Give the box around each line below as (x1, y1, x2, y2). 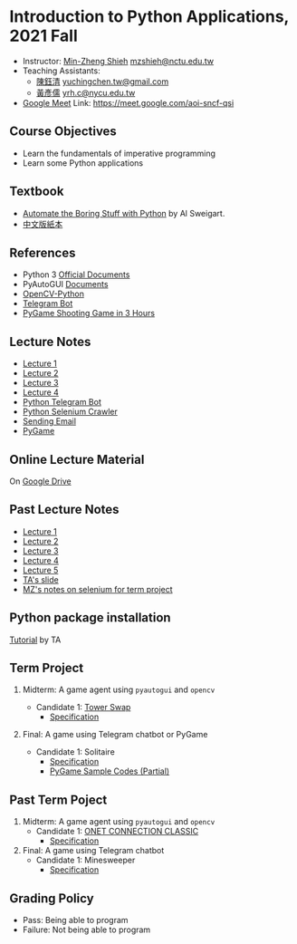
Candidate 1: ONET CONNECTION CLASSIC (35, 826, 199, 837)
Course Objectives (9, 124, 118, 140)
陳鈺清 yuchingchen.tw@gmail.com (35, 75, 169, 87)
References (9, 245, 76, 260)
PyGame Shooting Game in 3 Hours (22, 308, 156, 319)
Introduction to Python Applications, (9, 6, 290, 27)
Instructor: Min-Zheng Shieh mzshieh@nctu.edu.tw (22, 55, 215, 66)
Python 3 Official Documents (22, 269, 130, 280)
